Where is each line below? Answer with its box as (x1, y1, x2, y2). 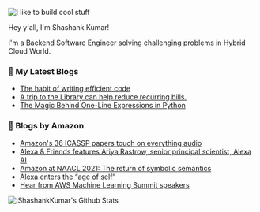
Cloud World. (8, 46, 51, 55)
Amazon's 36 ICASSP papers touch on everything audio (19, 138, 202, 147)
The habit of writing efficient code (19, 84, 131, 94)
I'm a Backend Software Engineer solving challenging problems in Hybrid (8, 38, 247, 47)
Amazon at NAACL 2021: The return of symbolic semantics (19, 163, 212, 173)
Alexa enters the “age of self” (19, 172, 116, 181)
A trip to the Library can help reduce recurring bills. (19, 92, 187, 102)
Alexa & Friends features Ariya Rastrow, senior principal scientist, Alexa (19, 147, 252, 156)
